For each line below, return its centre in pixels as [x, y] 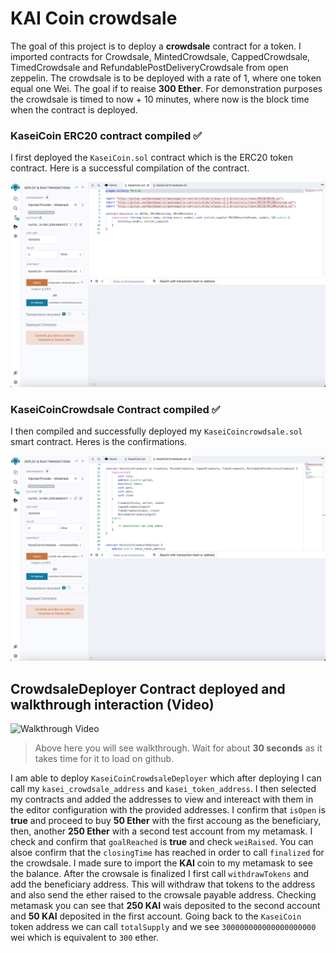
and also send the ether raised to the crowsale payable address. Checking [163, 894]
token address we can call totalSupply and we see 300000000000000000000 [163, 926]
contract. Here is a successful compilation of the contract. [130, 168]
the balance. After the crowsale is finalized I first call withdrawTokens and [160, 873]
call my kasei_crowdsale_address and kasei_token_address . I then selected [163, 788]
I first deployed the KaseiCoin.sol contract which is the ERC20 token [152, 158]
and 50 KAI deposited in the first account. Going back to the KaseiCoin [156, 916]
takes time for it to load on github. [104, 758]
